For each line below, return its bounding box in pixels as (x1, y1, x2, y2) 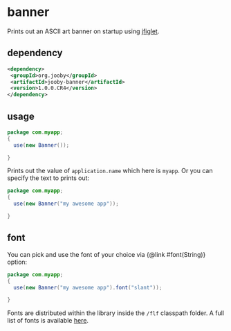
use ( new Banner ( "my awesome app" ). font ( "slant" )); (13, 284, 163, 291)
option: (7, 258, 28, 266)
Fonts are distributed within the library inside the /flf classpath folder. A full (7, 309, 225, 317)
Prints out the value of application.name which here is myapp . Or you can (7, 167, 213, 175)
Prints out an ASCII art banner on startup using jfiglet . (7, 27, 160, 35)
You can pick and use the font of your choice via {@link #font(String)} (7, 250, 206, 258)
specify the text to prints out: (7, 174, 90, 182)
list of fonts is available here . (7, 316, 89, 325)
